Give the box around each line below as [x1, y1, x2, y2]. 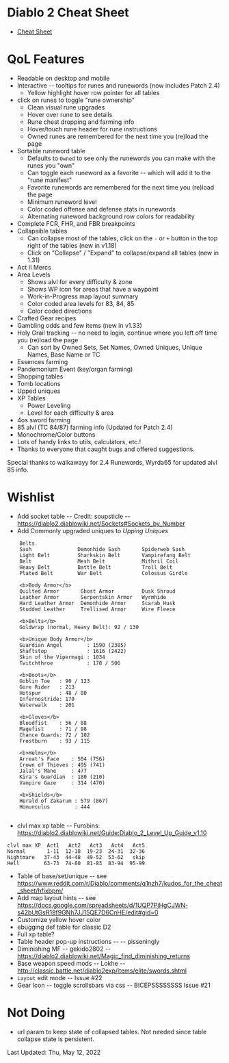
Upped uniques [16, 387, 61, 395]
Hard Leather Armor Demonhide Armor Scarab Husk [19, 600, 176, 606]
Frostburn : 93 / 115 [19, 737, 90, 744]
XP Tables [16, 394, 46, 402]
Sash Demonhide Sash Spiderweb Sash [19, 546, 185, 552]
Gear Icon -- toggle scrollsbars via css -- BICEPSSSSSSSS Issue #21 [16, 981, 211, 989]
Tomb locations [16, 379, 61, 387]
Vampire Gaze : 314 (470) [19, 779, 106, 786]
